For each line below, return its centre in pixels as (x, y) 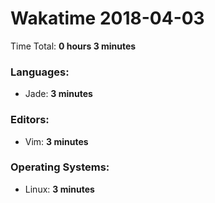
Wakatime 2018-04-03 (107, 18)
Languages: (40, 72)
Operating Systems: (60, 167)
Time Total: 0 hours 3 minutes (73, 46)
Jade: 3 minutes (58, 94)
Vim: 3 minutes (56, 141)
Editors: (30, 120)
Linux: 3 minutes (59, 189)
